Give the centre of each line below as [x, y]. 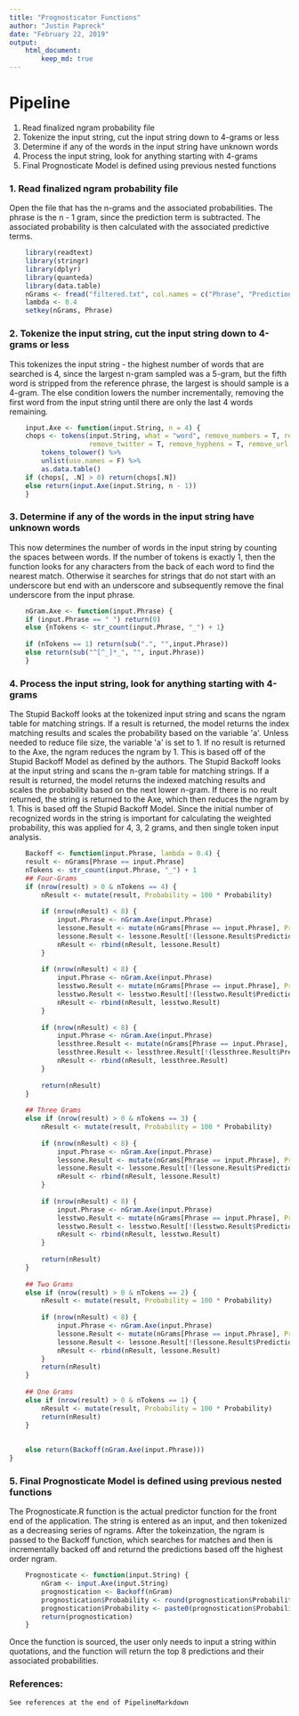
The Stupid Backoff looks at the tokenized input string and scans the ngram [148, 715]
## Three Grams [53, 1110]
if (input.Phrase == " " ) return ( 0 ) [93, 619]
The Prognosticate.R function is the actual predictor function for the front [143, 1512]
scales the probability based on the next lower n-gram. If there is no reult [143, 790]
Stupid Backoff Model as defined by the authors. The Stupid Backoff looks [145, 762]
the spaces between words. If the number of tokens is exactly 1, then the [142, 557]
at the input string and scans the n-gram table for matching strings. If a [139, 771]
